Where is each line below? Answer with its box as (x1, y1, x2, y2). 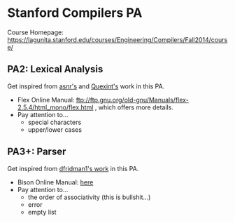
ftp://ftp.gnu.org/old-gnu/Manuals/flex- (76, 95, 189, 104)
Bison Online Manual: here (17, 177, 94, 187)
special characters (27, 118, 82, 126)
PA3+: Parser (7, 146, 66, 158)
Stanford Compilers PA (7, 5, 143, 21)
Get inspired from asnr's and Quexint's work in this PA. (7, 82, 165, 90)
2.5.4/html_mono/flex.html (17, 103, 94, 111)
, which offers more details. (94, 103, 173, 111)
